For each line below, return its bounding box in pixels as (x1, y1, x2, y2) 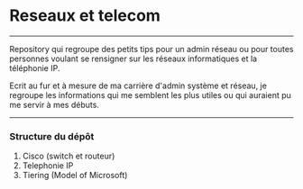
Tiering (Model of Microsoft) (22, 170, 128, 181)
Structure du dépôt (9, 130, 95, 142)
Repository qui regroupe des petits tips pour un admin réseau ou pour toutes (9, 43, 294, 54)
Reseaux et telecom (9, 5, 161, 26)
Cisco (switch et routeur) (22, 150, 115, 162)
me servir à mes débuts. (9, 99, 99, 110)
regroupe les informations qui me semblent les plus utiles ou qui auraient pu (9, 89, 291, 100)
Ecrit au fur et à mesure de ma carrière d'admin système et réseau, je (9, 80, 268, 91)
